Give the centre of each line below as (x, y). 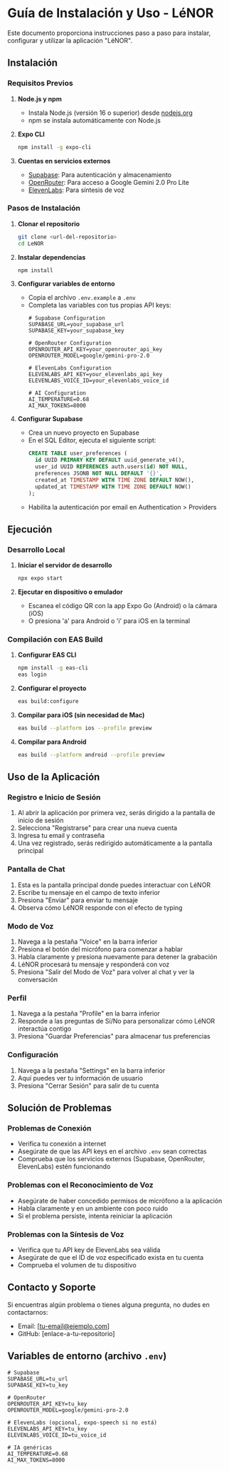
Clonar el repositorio (49, 223)
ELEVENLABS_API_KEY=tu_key (47, 1429)
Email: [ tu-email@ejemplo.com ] (64, 1326)
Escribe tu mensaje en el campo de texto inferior (89, 892)
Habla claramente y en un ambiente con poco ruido (93, 1208)
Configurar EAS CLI (47, 655)
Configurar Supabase (50, 419)
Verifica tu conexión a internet (62, 1144)
